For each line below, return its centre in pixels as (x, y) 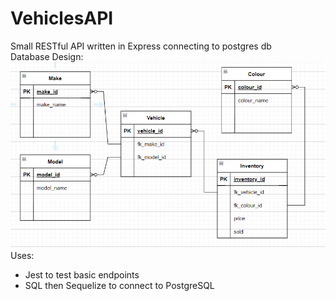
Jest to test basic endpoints (82, 274)
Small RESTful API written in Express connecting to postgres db (141, 46)
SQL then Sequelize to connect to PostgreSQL (119, 285)
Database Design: (47, 56)
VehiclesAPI (62, 18)
